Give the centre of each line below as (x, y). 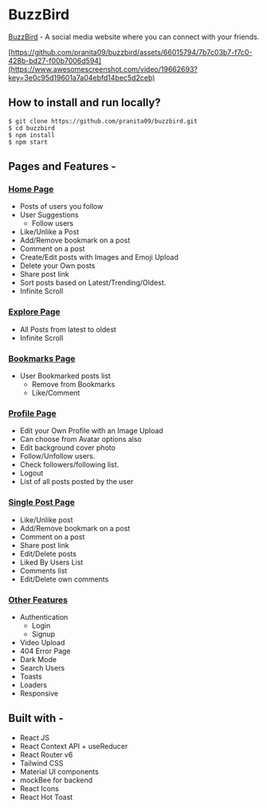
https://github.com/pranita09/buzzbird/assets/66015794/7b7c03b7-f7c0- (132, 52)
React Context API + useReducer (74, 746)
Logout (31, 473)
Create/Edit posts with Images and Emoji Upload (99, 258)
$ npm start (28, 142)
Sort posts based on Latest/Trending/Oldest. (93, 283)
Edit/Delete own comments (64, 579)
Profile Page (32, 413)
